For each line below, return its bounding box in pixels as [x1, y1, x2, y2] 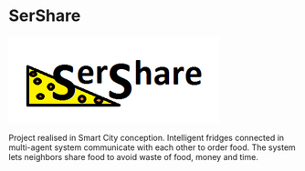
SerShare [8, 5, 81, 26]
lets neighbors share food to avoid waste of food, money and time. [8, 151, 259, 162]
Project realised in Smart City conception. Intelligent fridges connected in [8, 132, 285, 143]
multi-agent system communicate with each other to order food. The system [8, 142, 296, 153]
